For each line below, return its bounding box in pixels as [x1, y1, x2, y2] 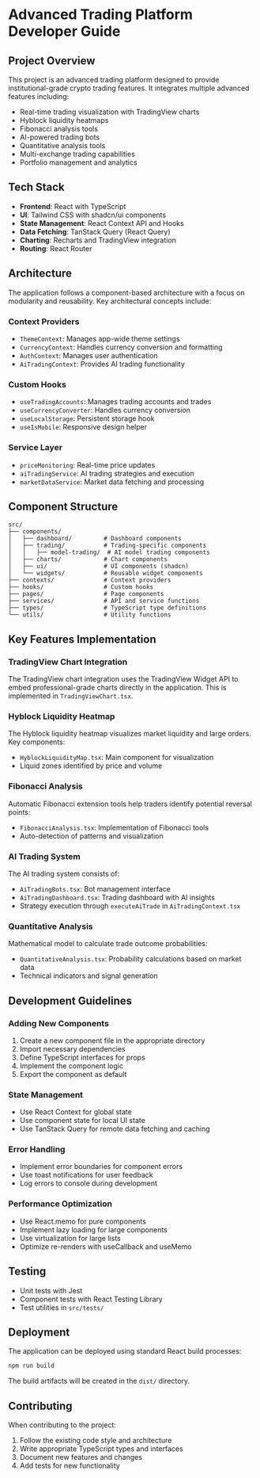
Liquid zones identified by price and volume [19, 761, 163, 770]
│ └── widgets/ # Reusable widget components [8, 569, 203, 578]
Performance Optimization [8, 1198, 113, 1209]
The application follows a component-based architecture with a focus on [8, 288, 245, 297]
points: [8, 807, 31, 817]
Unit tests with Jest [19, 1285, 83, 1295]
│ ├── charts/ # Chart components [8, 556, 168, 563]
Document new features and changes [19, 1453, 142, 1462]
